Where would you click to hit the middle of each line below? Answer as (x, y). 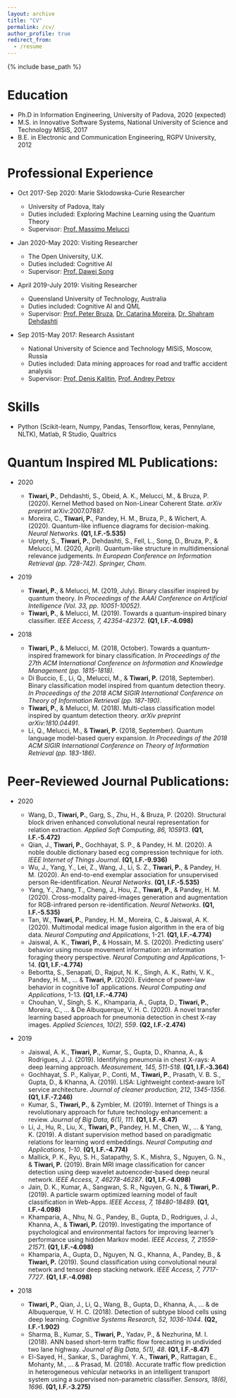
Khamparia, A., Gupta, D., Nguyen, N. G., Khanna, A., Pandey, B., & (124, 1254)
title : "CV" (25, 20)
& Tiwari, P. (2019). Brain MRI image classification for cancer (117, 1164)
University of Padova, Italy (66, 206)
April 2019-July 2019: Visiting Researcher (77, 285)
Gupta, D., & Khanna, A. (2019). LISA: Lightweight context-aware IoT (126, 1082)
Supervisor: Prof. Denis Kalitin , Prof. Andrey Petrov (101, 378)
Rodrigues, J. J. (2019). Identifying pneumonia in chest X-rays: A (122, 1059)
